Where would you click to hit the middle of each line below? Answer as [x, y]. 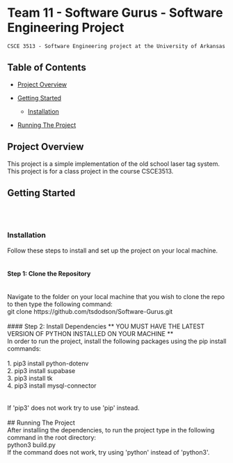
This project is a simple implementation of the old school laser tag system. [114, 164]
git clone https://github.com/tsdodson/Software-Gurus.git [90, 311]
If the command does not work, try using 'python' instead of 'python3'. [109, 452]
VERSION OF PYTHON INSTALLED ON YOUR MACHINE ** [90, 333]
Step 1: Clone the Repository [49, 274]
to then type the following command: [60, 304]
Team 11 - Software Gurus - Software [115, 13]
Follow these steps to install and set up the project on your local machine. [112, 250]
